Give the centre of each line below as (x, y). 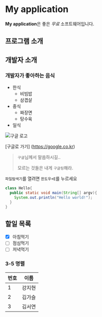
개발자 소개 (21, 60)
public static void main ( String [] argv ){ (53, 193)
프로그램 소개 (24, 41)
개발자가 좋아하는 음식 (30, 75)
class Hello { (19, 188)
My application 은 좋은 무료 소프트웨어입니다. (50, 24)
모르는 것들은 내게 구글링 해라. (45, 168)
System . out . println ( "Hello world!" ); (53, 197)
